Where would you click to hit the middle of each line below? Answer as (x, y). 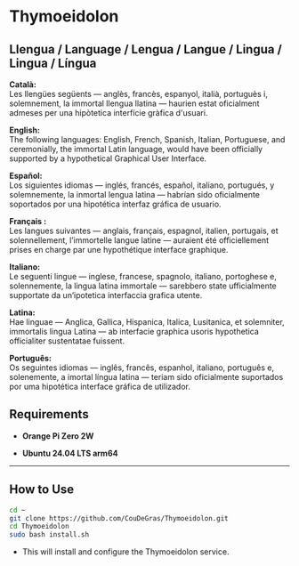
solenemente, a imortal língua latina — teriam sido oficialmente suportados (146, 377)
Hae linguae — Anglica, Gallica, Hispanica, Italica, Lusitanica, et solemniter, (147, 322)
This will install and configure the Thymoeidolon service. (125, 552)
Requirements (49, 414)
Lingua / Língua (53, 63)
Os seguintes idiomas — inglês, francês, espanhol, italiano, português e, (141, 368)
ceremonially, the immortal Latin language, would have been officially (136, 149)
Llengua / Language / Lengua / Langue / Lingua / (145, 49)
